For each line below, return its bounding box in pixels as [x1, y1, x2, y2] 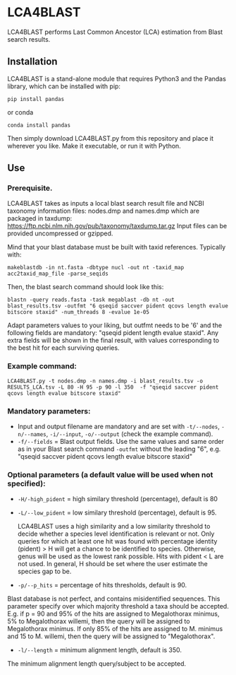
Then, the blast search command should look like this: [7, 283, 164, 291]
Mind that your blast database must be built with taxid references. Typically [7, 243, 226, 252]
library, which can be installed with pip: [7, 82, 121, 90]
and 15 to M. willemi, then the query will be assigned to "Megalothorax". [7, 632, 216, 640]
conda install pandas [7, 122, 71, 129]
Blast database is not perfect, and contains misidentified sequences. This [7, 594, 221, 603]
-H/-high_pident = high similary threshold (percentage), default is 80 [17, 495, 218, 503]
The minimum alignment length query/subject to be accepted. [7, 659, 187, 668]
